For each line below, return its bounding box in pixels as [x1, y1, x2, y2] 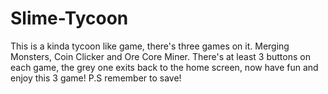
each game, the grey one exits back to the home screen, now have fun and [10, 61, 319, 73]
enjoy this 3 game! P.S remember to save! [10, 72, 182, 84]
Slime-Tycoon [10, 7, 129, 30]
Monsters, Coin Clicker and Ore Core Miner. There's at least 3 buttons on [10, 50, 311, 62]
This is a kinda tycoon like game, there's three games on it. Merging [10, 40, 290, 52]
